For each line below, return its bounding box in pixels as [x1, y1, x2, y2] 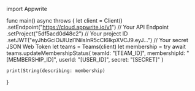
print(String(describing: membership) [6, 68, 105, 74]
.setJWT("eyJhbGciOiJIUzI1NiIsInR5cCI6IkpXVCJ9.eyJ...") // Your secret [6, 37, 189, 43]
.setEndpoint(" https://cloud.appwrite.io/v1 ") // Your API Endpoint [6, 24, 169, 31]
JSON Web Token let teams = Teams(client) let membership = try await [6, 43, 186, 50]
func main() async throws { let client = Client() [6, 17, 123, 24]
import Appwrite [6, 5, 48, 12]
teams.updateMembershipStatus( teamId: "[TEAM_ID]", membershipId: [6, 49, 186, 57]
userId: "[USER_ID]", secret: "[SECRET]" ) [58, 56, 164, 63]
